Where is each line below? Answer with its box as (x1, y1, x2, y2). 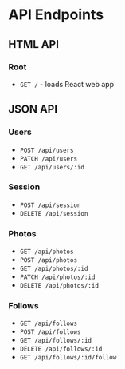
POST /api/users (19, 146, 74, 154)
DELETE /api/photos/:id (19, 282, 100, 290)
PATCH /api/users (19, 154, 78, 163)
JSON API (8, 102, 58, 117)
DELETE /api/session (19, 209, 88, 217)
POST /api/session (19, 201, 81, 209)
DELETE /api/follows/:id (19, 345, 103, 353)
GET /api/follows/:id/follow (19, 354, 117, 362)
